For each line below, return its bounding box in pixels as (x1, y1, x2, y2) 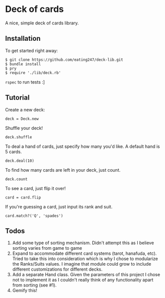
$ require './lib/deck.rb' (5, 70, 61, 75)
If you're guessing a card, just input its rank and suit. (5, 203, 113, 209)
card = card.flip (5, 195, 41, 200)
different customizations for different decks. (12, 266, 103, 272)
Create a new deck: (5, 106, 45, 112)
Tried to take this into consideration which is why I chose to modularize (12, 256, 158, 262)
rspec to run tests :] (5, 79, 45, 85)
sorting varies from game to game (12, 245, 82, 251)
